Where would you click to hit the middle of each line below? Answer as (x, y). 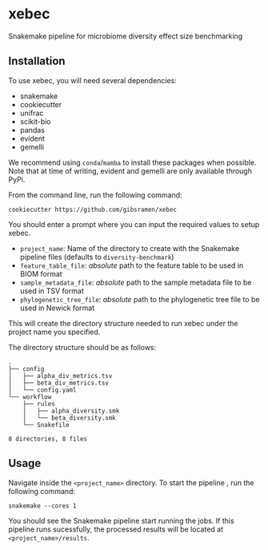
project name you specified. (54, 332)
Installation (37, 61)
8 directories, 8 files (48, 439)
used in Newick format (57, 308)
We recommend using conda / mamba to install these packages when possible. (132, 162)
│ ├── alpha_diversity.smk (71, 411)
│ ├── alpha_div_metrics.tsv (60, 376)
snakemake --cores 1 (43, 506)
